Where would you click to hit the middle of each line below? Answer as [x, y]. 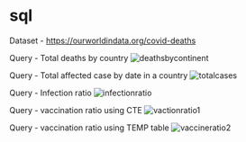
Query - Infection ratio [50, 93]
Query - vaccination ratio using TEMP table [89, 128]
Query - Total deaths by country [69, 58]
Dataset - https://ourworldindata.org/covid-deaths [103, 40]
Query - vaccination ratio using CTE [76, 110]
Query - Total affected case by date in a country [99, 75]
